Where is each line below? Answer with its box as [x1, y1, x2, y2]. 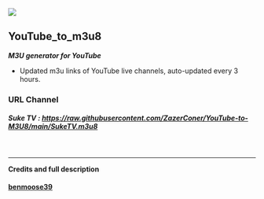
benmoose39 [8, 182, 53, 192]
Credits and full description [8, 164, 100, 174]
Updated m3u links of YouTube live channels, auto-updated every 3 [19, 66, 238, 76]
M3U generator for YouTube [8, 50, 102, 60]
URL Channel [8, 94, 59, 105]
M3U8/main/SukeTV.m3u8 [8, 122, 98, 131]
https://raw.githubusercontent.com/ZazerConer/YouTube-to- [42, 113, 249, 123]
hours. [19, 74, 41, 83]
